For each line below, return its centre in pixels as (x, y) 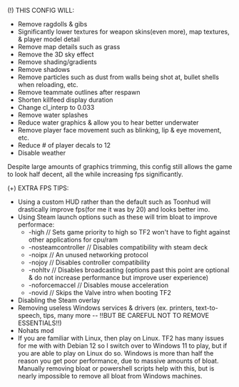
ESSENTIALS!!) (40, 323)
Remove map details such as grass (69, 47)
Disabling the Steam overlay (59, 300)
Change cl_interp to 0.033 (56, 107)
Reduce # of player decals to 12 (64, 145)
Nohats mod (36, 330)
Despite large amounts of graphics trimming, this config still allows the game (120, 166)
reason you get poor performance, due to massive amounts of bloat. (118, 361)
